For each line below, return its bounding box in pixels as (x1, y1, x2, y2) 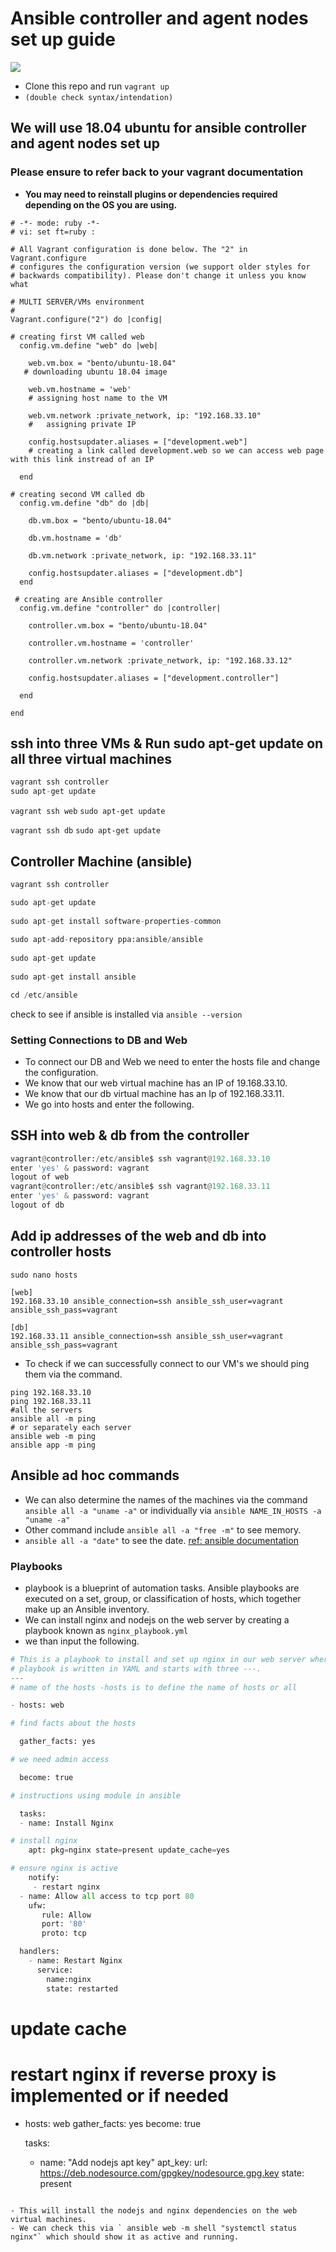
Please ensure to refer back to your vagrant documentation (10, 165, 304, 179)
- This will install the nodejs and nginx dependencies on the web (10, 2205, 298, 2216)
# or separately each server (10, 1422, 132, 1432)
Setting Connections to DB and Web (10, 1033, 188, 1047)
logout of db (10, 1200, 65, 1211)
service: (36, 1965, 74, 1975)
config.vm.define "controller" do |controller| (19, 603, 222, 613)
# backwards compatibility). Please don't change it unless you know (10, 270, 307, 281)
